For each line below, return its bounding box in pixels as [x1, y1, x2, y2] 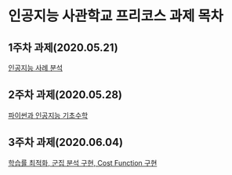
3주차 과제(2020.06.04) [8, 136, 124, 149]
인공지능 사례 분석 [8, 64, 63, 72]
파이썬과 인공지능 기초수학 [8, 111, 89, 120]
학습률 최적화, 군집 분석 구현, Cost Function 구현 [8, 158, 158, 167]
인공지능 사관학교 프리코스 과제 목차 [8, 7, 223, 25]
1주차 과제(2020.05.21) [8, 41, 119, 54]
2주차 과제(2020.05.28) [8, 88, 123, 102]
